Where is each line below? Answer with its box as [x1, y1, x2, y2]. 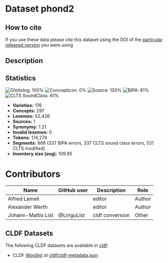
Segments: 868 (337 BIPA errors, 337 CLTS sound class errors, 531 [12, 140, 154, 146]
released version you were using [5, 42, 73, 48]
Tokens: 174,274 [12, 135, 48, 141]
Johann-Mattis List [8, 212, 54, 219]
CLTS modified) [12, 145, 46, 152]
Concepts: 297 [12, 108, 45, 114]
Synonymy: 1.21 [12, 124, 47, 130]
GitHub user [58, 187, 89, 194]
